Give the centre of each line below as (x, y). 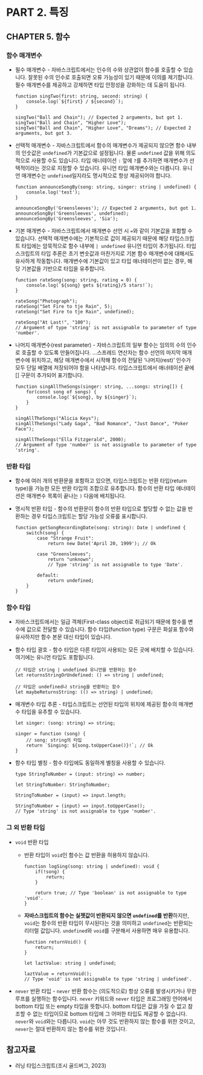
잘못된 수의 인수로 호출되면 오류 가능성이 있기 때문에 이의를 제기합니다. (111, 77)
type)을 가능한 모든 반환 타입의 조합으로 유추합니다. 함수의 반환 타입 (95, 488)
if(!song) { (50, 872)
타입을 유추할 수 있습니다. (51, 712)
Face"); (24, 429)
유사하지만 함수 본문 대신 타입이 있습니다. (63, 637)
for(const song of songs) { (61, 392)
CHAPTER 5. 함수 (38, 37)
